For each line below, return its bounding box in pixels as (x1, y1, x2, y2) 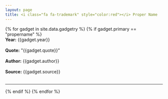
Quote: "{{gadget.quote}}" (5, 47, 60, 53)
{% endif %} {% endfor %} (5, 88, 60, 94)
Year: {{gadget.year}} (5, 36, 50, 43)
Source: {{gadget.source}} (5, 68, 61, 74)
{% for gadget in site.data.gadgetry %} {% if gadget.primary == (5, 26, 136, 32)
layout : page (5, 7, 32, 13)
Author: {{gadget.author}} (5, 58, 59, 64)
